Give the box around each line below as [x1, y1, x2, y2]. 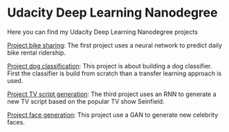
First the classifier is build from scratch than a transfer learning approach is [7, 69, 222, 77]
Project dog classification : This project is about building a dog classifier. [7, 62, 212, 70]
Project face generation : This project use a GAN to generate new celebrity [7, 111, 219, 119]
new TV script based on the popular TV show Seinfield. [7, 97, 165, 105]
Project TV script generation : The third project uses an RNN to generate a [7, 90, 217, 98]
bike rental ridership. [7, 48, 66, 57]
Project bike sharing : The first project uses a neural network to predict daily [7, 41, 223, 49]
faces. [7, 117, 26, 126]
